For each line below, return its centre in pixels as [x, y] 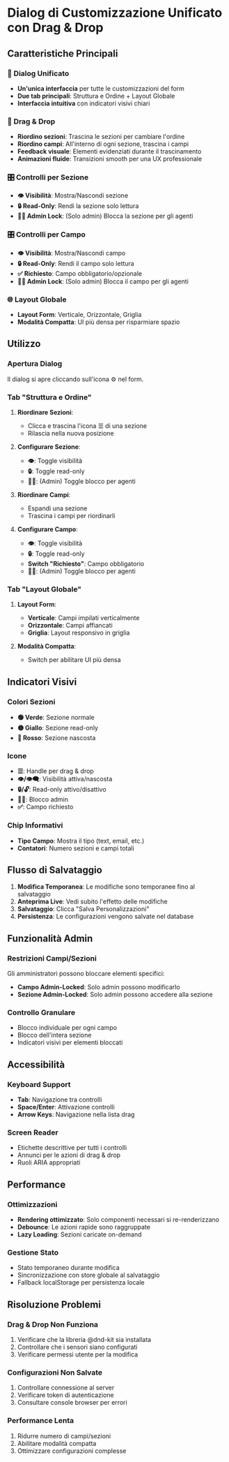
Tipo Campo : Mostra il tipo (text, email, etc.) [81, 841]
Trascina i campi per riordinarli [71, 516]
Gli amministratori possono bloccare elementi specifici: [86, 974]
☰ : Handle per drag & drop [55, 771]
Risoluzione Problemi [54, 1305]
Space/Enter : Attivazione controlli [66, 1107]
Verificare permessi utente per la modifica [78, 1354]
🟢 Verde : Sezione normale [56, 718]
